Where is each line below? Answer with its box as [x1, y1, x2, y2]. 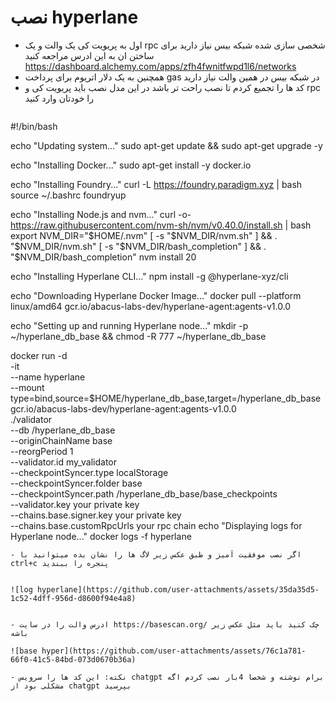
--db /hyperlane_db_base [10, 424, 116, 436]
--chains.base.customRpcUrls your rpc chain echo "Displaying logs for [10, 519, 303, 531]
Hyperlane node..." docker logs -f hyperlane [10, 530, 192, 542]
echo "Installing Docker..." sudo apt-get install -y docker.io [10, 159, 252, 171]
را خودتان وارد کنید [24, 92, 94, 104]
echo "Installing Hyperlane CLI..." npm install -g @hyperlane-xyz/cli [10, 270, 289, 282]
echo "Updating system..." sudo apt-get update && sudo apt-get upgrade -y [10, 139, 323, 151]
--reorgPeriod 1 [10, 445, 74, 457]
